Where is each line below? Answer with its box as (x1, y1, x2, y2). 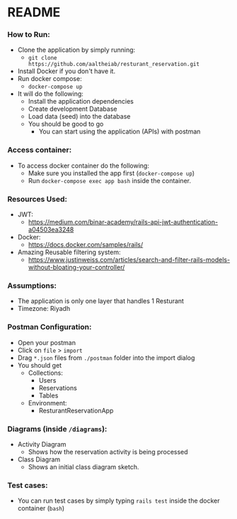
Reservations (38, 383, 78, 392)
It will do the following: (17, 89, 83, 98)
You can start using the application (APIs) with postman (38, 127, 201, 136)
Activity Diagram (17, 439, 67, 448)
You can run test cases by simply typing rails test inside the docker (17, 496, 221, 505)
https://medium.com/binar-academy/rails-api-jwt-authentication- (28, 218, 218, 226)
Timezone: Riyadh (17, 305, 71, 313)
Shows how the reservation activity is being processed (28, 447, 189, 456)
